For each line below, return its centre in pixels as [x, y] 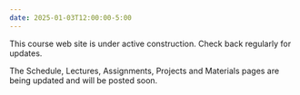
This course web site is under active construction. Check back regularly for [150, 43]
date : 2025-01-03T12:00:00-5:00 [70, 18]
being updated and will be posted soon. [84, 80]
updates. [26, 53]
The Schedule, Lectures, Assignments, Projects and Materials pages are [145, 71]
